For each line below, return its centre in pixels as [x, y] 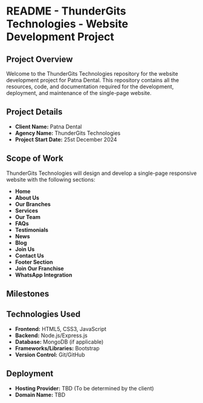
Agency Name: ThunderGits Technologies [68, 133]
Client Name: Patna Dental [48, 126]
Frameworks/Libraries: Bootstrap [57, 348]
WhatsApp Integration [43, 275]
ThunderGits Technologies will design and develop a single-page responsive [101, 173]
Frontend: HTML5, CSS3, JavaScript [61, 329]
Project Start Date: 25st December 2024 [66, 139]
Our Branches [33, 204]
